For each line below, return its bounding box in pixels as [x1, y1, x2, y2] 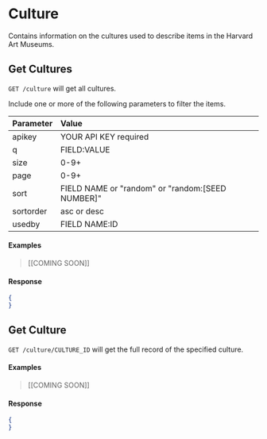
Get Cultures [8, 63, 73, 76]
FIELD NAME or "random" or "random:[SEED [60, 183, 226, 194]
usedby [12, 218, 41, 229]
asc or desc [60, 206, 105, 217]
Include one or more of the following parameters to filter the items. [8, 98, 226, 108]
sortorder [12, 206, 48, 217]
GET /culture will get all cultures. [8, 83, 117, 93]
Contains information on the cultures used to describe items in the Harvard [8, 31, 253, 40]
